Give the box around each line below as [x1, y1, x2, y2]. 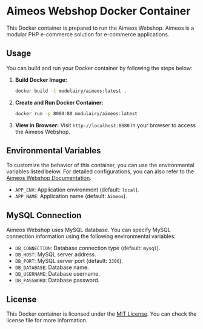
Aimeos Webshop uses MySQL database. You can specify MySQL [6, 226, 171, 234]
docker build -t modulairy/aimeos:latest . [15, 88, 127, 94]
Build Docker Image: [15, 76, 68, 83]
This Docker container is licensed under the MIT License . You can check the [6, 310, 197, 317]
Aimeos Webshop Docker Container [6, 4, 191, 18]
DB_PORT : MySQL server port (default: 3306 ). [15, 258, 123, 265]
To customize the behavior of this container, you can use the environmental [6, 162, 195, 169]
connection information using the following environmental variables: [6, 233, 176, 240]
